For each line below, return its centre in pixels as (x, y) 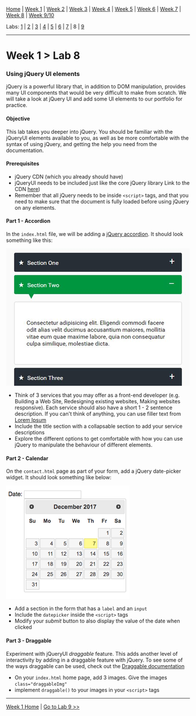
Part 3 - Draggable (29, 641)
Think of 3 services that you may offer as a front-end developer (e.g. (97, 395)
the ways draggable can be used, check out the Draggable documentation (95, 666)
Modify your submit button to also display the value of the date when (97, 621)
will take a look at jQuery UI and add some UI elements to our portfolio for (94, 99)
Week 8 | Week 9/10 (30, 15)
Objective (18, 119)
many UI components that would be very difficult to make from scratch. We (96, 93)
